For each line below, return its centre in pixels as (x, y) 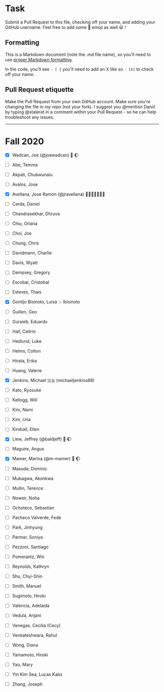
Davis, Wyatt (25, 263)
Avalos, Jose (25, 184)
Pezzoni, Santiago (30, 547)
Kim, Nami (22, 410)
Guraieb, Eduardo (30, 321)
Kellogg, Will (25, 400)
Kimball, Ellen (26, 429)
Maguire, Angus (28, 449)
